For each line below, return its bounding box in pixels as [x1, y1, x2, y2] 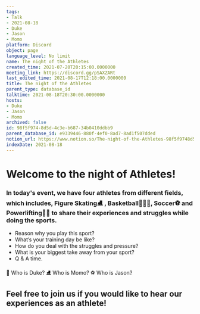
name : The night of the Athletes [6, 58, 89, 64]
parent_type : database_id [6, 86, 70, 92]
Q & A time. [14, 255, 43, 262]
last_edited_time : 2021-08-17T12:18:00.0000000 [6, 75, 127, 81]
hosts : [6, 97, 23, 103]
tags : [6, 8, 20, 15]
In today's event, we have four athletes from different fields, [6, 188, 183, 197]
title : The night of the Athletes [6, 81, 92, 87]
